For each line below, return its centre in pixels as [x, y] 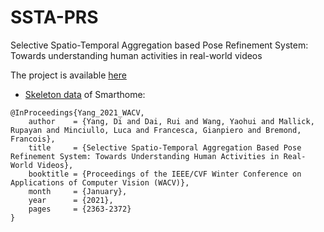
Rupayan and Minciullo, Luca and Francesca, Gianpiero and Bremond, [156, 130]
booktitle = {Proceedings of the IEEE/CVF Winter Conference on [165, 174]
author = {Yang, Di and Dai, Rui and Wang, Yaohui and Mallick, [171, 121]
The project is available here [68, 75]
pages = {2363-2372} [80, 209]
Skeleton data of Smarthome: [85, 94]
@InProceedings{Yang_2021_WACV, [77, 112]
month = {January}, [78, 191]
